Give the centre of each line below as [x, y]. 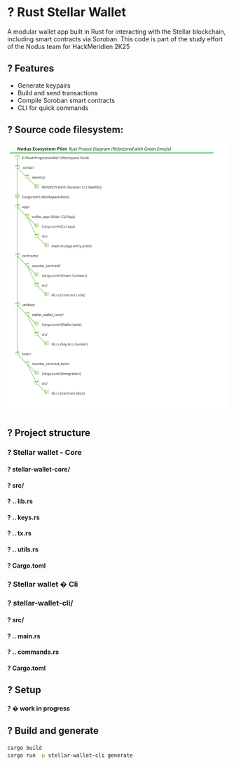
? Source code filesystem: [66, 130]
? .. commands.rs [33, 652]
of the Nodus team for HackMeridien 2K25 [69, 46]
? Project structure [49, 433]
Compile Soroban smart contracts [66, 100]
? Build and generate [53, 731]
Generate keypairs [44, 86]
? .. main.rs [24, 636]
